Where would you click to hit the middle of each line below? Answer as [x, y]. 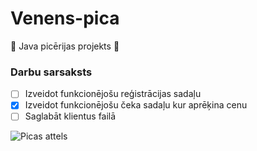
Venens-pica [65, 18]
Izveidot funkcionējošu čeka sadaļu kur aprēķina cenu [136, 105]
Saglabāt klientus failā [70, 116]
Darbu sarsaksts [51, 72]
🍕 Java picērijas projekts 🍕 [65, 46]
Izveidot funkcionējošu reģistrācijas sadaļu [113, 94]
